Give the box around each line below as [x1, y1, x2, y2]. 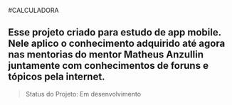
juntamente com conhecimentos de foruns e [8, 60, 209, 72]
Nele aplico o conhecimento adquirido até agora [8, 38, 226, 50]
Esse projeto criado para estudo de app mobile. [8, 26, 221, 38]
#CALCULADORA [8, 6, 59, 14]
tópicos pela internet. [8, 71, 105, 83]
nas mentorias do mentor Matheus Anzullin [8, 49, 204, 61]
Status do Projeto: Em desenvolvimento [25, 89, 142, 98]
